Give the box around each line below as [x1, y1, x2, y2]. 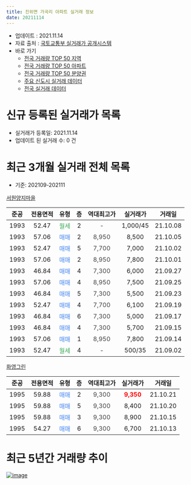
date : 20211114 [6, 15, 45, 21]
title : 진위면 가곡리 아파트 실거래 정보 [6, 8, 94, 15]
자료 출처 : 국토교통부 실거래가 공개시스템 [14, 39, 112, 47]
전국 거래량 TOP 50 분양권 [23, 70, 86, 77]
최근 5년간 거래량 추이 [6, 451, 108, 465]
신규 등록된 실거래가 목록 [6, 108, 121, 122]
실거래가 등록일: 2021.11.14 [14, 129, 78, 137]
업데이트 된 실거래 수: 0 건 [14, 137, 77, 144]
